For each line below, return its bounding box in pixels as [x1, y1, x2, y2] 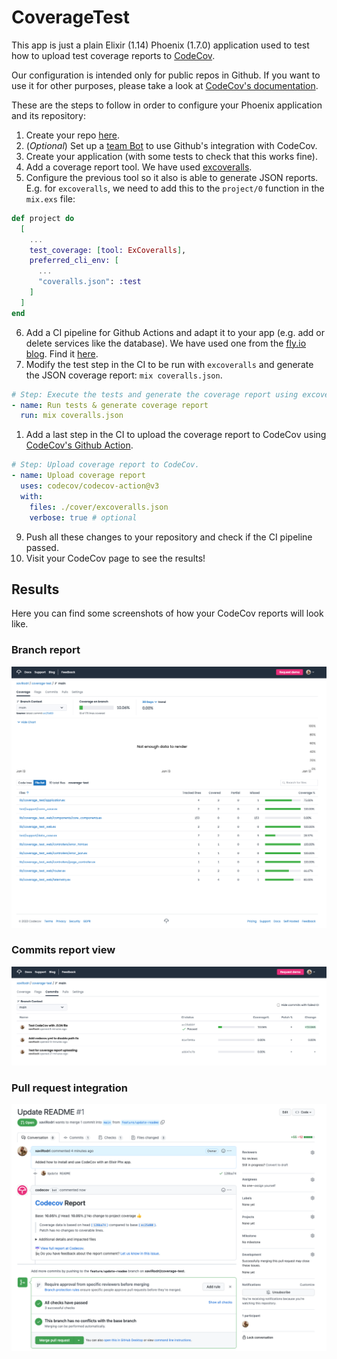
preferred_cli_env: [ [29, 256, 119, 266]
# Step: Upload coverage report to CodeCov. [11, 460, 200, 470]
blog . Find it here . [25, 347, 99, 360]
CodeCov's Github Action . [25, 439, 134, 451]
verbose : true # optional [29, 512, 138, 523]
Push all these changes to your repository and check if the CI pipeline [25, 531, 313, 543]
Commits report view [11, 943, 116, 957]
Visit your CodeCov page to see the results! [25, 552, 206, 564]
